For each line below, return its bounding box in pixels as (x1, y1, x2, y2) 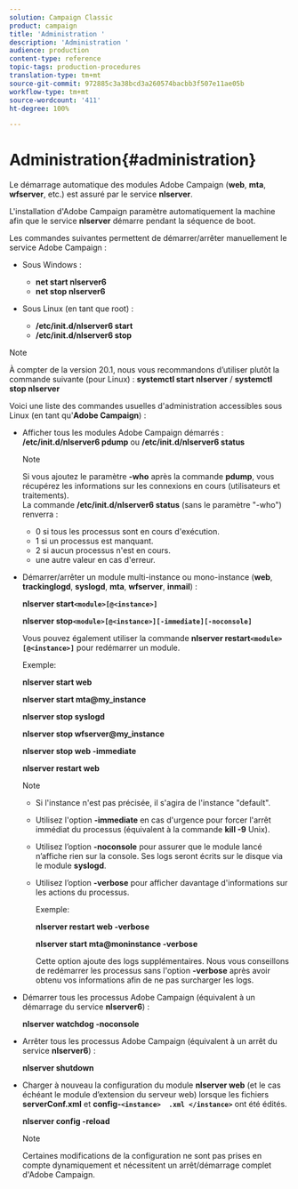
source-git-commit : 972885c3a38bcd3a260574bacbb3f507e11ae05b (9, 79, 245, 88)
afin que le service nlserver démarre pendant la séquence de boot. (9, 215, 256, 227)
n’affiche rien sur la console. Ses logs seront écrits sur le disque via (35, 851, 283, 862)
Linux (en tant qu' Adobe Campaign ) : (9, 410, 147, 421)
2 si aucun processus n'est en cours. (35, 545, 172, 556)
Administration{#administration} (9, 150, 256, 170)
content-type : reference (9, 54, 101, 63)
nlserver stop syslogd (21, 711, 105, 722)
